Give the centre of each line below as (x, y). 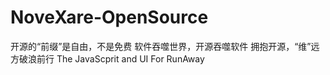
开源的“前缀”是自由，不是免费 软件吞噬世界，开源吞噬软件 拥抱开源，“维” (161, 46)
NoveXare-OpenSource (109, 17)
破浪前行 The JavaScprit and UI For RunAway (111, 58)
